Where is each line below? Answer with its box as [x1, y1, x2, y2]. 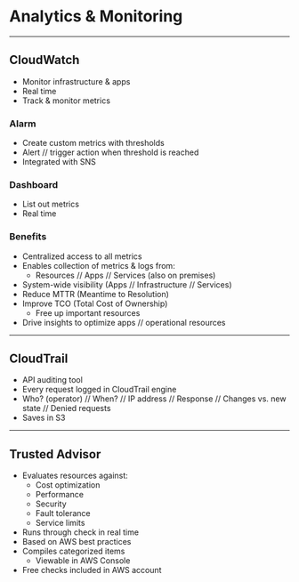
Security [35, 498, 67, 509]
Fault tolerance [35, 508, 91, 519]
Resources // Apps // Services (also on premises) [35, 270, 216, 280]
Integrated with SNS [21, 157, 96, 167]
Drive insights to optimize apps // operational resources [21, 317, 226, 327]
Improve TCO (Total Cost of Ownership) [21, 298, 168, 309]
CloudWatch [9, 53, 80, 68]
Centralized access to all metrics [21, 251, 142, 262]
